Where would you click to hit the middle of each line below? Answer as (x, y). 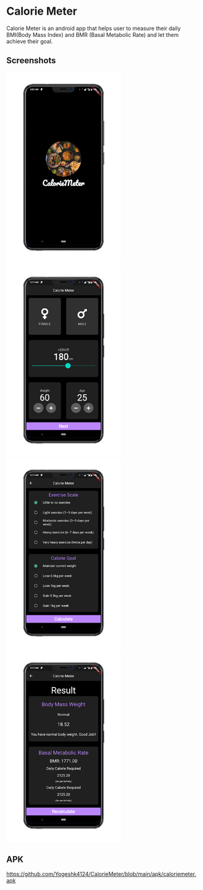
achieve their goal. (30, 41)
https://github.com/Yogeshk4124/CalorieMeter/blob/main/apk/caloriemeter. (102, 874)
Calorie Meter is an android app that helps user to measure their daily (94, 28)
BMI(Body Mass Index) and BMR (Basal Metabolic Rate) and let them (93, 34)
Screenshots (31, 60)
